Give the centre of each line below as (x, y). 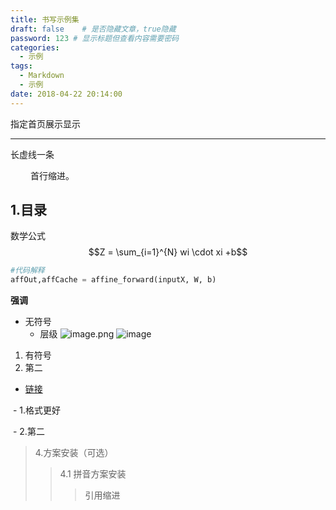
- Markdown (42, 76)
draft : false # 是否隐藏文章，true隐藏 (93, 29)
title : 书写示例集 (45, 19)
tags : (21, 66)
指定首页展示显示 (45, 123)
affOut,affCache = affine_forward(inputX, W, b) (113, 280)
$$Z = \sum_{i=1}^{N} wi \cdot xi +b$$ (168, 252)
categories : (35, 47)
